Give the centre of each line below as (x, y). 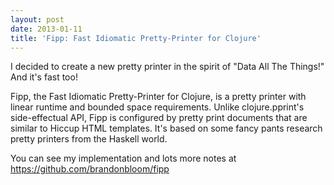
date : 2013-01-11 (46, 29)
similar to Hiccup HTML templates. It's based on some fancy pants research (166, 128)
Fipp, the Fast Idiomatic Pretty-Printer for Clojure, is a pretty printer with (158, 97)
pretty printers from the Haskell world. (89, 139)
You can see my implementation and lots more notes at (123, 158)
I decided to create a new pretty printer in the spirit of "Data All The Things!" (167, 67)
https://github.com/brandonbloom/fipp (90, 169)
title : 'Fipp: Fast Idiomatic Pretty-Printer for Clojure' (136, 38)
